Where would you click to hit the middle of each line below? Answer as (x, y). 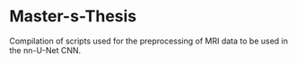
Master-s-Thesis (73, 16)
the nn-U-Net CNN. (45, 50)
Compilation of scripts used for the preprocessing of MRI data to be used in (149, 41)
